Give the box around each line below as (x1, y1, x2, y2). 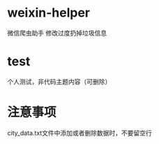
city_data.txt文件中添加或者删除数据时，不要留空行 (7, 129, 152, 137)
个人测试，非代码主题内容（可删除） (7, 77, 112, 86)
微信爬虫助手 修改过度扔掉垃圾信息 (7, 29, 107, 37)
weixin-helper (7, 5, 91, 21)
